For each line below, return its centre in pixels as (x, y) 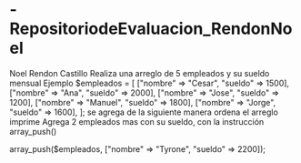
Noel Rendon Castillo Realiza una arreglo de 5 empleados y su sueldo (140, 73)
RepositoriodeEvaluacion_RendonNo (151, 29)
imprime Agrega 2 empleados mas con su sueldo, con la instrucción (137, 121)
